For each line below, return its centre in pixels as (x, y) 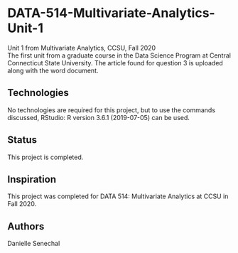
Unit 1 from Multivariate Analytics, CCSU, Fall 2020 (82, 48)
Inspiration (32, 179)
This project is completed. (45, 157)
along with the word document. (53, 70)
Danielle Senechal (34, 244)
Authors (26, 226)
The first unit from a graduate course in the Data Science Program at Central (119, 55)
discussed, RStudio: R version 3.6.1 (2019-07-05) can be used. (99, 117)
